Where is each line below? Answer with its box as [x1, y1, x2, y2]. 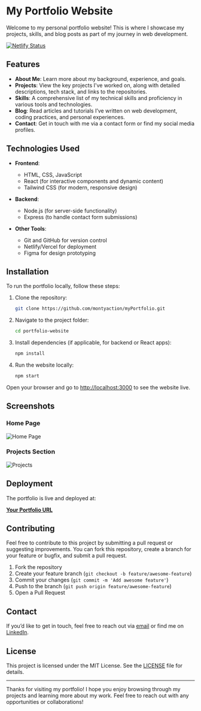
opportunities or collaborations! [6, 698, 84, 706]
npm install [14, 350, 45, 357]
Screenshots [6, 401, 55, 412]
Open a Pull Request [14, 589, 66, 597]
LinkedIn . [6, 629, 29, 636]
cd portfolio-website [14, 328, 69, 334]
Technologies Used [6, 144, 80, 154]
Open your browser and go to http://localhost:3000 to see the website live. [6, 383, 190, 391]
